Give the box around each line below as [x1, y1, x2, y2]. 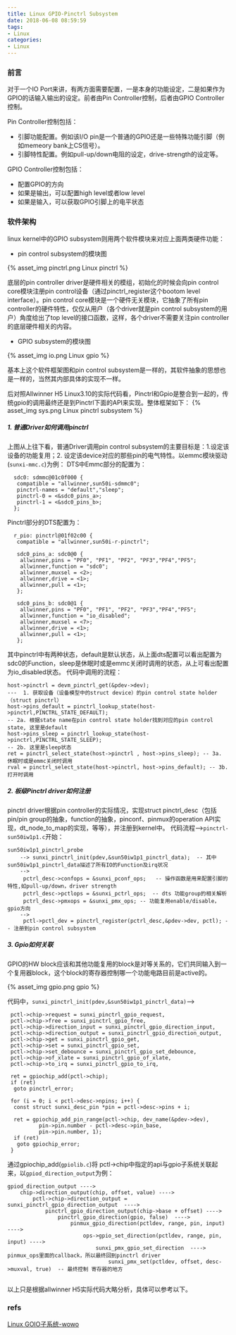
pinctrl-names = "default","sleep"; [16, 486, 125, 493]
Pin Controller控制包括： [7, 118, 78, 126]
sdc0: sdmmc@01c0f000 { [13, 473, 83, 481]
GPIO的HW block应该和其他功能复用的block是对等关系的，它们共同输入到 [7, 960, 221, 968]
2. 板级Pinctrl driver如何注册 [7, 787, 91, 795]
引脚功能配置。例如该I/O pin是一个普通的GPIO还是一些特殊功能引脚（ [17, 132, 219, 141]
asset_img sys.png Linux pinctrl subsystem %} [7, 406, 143, 414]
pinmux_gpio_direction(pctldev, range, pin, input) [70, 1219, 225, 1227]
